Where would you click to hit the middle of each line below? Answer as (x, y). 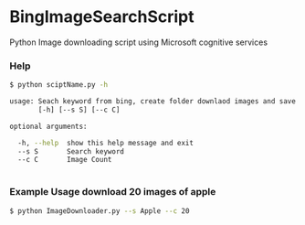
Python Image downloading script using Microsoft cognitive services (138, 42)
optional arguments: (49, 126)
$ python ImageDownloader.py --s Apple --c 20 (100, 211)
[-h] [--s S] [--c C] (79, 110)
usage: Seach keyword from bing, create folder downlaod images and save (153, 102)
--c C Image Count (65, 160)
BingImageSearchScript (102, 17)
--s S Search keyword (71, 151)
